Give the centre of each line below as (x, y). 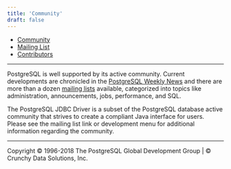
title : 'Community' (35, 13)
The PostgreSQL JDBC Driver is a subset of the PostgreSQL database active (115, 109)
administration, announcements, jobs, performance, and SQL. (94, 95)
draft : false (26, 20)
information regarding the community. (61, 131)
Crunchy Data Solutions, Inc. (47, 158)
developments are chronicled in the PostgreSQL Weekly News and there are (114, 81)
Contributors (35, 54)
